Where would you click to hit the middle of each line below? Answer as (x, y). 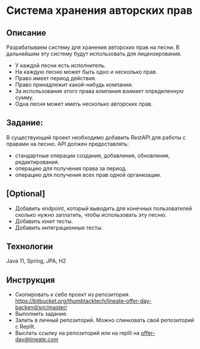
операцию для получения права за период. (71, 168)
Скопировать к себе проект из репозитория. (72, 295)
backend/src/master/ (41, 307)
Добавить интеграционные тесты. (59, 228)
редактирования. (37, 162)
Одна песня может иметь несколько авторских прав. (84, 104)
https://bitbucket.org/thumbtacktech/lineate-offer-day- (83, 301)
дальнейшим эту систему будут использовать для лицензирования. (94, 54)
